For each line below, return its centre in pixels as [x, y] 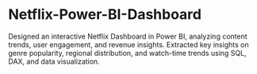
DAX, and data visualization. [54, 61]
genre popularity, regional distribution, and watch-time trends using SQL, [128, 53]
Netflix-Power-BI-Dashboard [105, 15]
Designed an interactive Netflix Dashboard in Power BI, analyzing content [128, 36]
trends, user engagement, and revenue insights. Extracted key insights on [128, 44]
